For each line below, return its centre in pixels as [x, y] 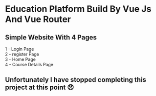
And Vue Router [38, 19]
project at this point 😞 [40, 87]
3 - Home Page [20, 59]
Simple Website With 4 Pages [51, 37]
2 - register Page [22, 54]
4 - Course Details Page [29, 65]
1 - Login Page [20, 49]
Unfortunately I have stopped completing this [76, 80]
